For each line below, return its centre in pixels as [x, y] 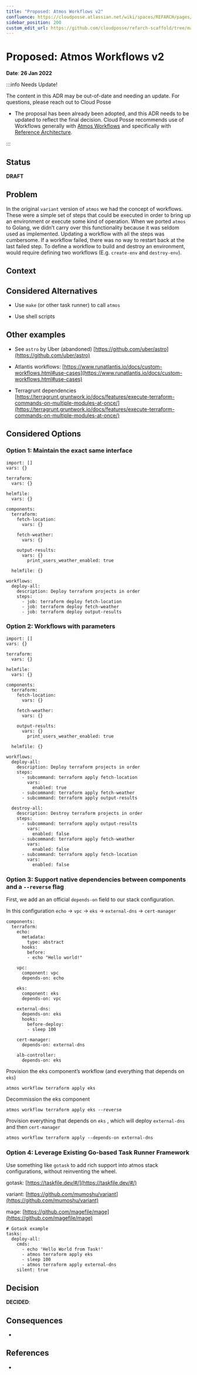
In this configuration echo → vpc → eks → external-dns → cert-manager [91, 911]
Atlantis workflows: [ [39, 366]
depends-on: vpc [41, 999]
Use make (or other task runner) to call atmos [67, 305]
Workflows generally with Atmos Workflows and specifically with [93, 126]
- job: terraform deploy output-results [72, 612]
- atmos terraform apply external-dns [69, 1265]
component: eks [40, 994]
